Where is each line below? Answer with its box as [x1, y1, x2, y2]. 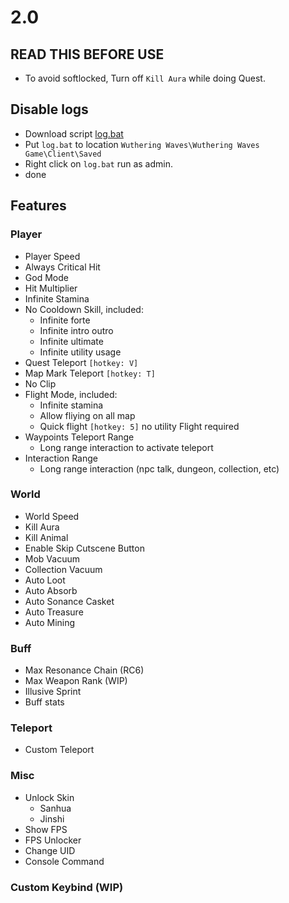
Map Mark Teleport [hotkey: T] [24, 367, 156, 379]
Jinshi [39, 812, 65, 825]
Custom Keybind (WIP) [10, 880, 124, 894]
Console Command [24, 855, 105, 867]
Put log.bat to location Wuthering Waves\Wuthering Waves [24, 138, 260, 150]
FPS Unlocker [24, 834, 82, 846]
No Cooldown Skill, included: [24, 303, 144, 315]
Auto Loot [24, 574, 66, 586]
